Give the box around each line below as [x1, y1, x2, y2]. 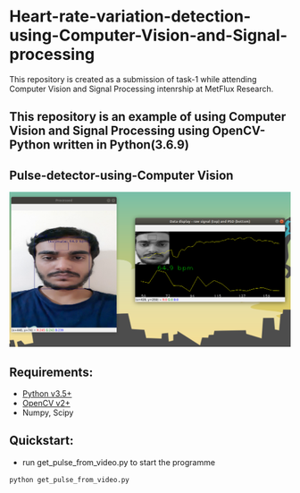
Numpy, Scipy [21, 407, 74, 418]
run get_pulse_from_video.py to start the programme [21, 456, 216, 467]
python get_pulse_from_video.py [9, 475, 129, 484]
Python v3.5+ [21, 388, 72, 399]
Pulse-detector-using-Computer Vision [9, 167, 234, 183]
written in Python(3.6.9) [53, 137, 189, 153]
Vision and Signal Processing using [9, 123, 210, 139]
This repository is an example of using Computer [9, 109, 287, 124]
